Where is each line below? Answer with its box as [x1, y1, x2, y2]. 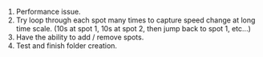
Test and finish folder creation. [15, 41, 118, 51]
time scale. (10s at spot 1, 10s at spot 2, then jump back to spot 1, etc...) [15, 24, 251, 33]
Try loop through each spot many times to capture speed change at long [15, 15, 256, 25]
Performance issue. [15, 7, 82, 16]
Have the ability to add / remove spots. [15, 32, 144, 42]
